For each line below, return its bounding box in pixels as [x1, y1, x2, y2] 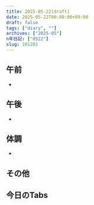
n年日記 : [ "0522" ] [6, 36, 49, 42]
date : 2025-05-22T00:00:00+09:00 [6, 14, 89, 20]
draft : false [6, 19, 38, 25]
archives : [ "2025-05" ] [6, 31, 62, 37]
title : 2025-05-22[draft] [6, 8, 70, 15]
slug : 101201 [6, 42, 38, 48]
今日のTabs [6, 190, 48, 200]
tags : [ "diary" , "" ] [6, 25, 57, 31]
